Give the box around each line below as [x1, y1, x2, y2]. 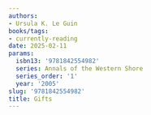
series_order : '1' [15, 72, 79, 80]
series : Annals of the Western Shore [15, 65, 144, 73]
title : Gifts [8, 95, 53, 103]
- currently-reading [8, 34, 79, 43]
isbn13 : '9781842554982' [15, 57, 100, 66]
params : [8, 49, 35, 57]
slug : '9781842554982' [8, 87, 85, 96]
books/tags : [8, 27, 49, 35]
